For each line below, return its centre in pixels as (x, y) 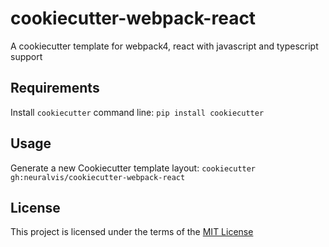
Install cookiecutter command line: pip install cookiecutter (137, 112)
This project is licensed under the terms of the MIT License (132, 232)
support (26, 56)
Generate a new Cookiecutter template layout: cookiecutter (133, 168)
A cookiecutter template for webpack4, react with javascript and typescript (164, 46)
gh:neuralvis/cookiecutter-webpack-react (98, 177)
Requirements (55, 88)
